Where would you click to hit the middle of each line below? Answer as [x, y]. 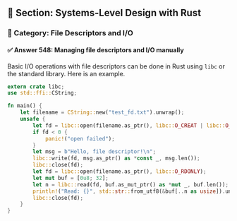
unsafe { [33, 119]
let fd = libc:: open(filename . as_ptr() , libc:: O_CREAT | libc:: [129, 125]
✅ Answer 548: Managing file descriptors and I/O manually [96, 49]
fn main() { [25, 106]
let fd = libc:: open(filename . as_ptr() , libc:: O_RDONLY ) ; [120, 172]
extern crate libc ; [36, 86]
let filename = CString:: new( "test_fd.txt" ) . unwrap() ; [102, 113]
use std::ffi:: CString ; [42, 93]
